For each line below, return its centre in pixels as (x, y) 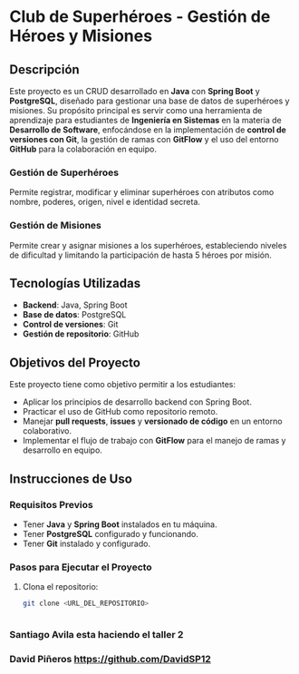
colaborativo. (47, 431)
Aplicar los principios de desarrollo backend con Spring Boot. (137, 402)
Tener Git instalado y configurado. (87, 543)
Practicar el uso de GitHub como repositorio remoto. (120, 412)
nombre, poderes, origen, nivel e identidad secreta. (105, 202)
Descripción (44, 69)
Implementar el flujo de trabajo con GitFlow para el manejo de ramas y (154, 441)
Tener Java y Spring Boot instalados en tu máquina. (120, 524)
